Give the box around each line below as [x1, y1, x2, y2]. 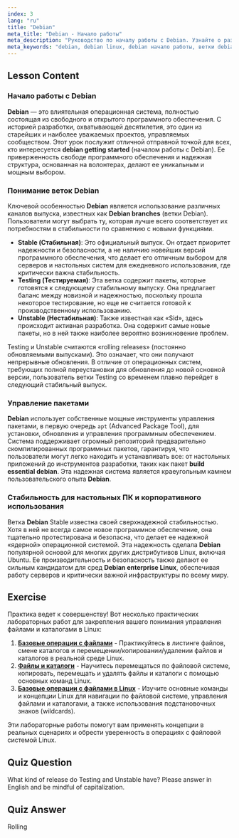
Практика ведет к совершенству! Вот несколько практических [7, 610, 199, 619]
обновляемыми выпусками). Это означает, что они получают [7, 350, 194, 359]
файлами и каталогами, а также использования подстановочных [17, 699, 216, 708]
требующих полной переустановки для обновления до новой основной [7, 365, 225, 373]
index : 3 [7, 10, 33, 18]
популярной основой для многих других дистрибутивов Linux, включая [7, 548, 225, 556]
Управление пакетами [7, 398, 90, 408]
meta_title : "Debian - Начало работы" [7, 30, 122, 38]
